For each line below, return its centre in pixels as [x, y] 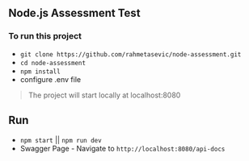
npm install [40, 72]
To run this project [45, 36]
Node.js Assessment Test [74, 13]
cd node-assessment [53, 63]
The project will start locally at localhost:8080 [104, 95]
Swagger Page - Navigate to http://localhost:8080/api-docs [122, 148]
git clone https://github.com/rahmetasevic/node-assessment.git [131, 54]
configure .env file [51, 79]
